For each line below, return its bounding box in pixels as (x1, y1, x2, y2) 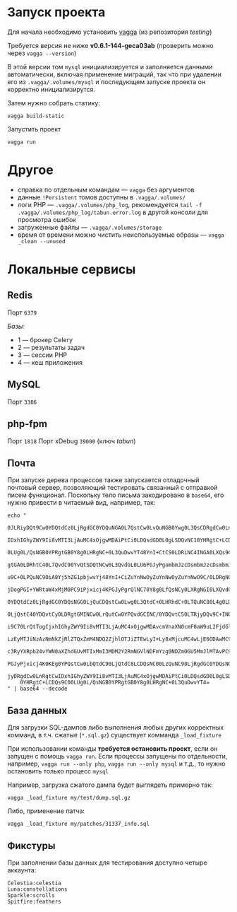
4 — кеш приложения (17, 358, 83, 366)
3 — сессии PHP (17, 351, 68, 359)
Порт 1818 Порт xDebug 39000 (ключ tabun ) (7, 436, 136, 445)
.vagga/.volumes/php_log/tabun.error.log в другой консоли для (17, 208, 208, 216)
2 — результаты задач (17, 343, 85, 351)
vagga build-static (7, 112, 65, 119)
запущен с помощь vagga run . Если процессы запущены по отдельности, (7, 752, 228, 761)
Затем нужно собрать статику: (7, 98, 101, 107)
